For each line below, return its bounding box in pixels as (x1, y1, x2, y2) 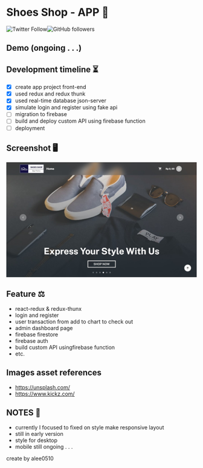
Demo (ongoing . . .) (6, 43, 82, 53)
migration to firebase (14, 111, 68, 118)
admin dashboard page (14, 324, 74, 331)
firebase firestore (14, 331, 59, 338)
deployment (14, 124, 45, 132)
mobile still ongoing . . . (14, 443, 73, 450)
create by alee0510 (6, 455, 54, 462)
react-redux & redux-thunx (14, 305, 82, 312)
